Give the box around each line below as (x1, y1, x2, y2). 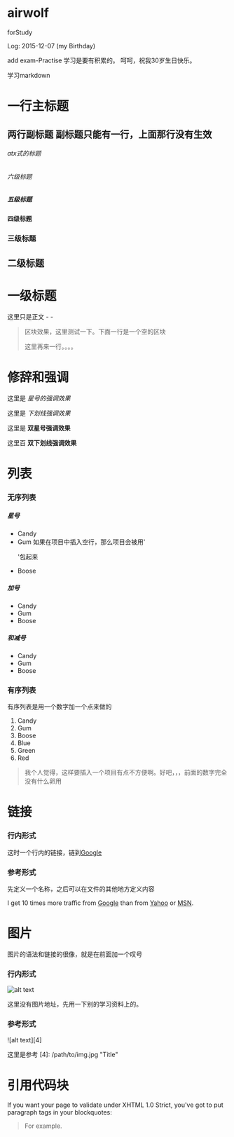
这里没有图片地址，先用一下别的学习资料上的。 (7, 1000, 142, 1009)
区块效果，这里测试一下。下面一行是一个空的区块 (24, 327, 166, 336)
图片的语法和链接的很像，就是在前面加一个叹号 (7, 950, 142, 958)
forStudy (7, 28, 33, 36)
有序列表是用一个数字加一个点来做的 (7, 702, 112, 711)
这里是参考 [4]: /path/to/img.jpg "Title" (7, 1050, 118, 1058)
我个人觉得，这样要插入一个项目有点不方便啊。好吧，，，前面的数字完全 (24, 768, 228, 777)
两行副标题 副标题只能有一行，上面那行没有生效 (7, 128, 212, 140)
